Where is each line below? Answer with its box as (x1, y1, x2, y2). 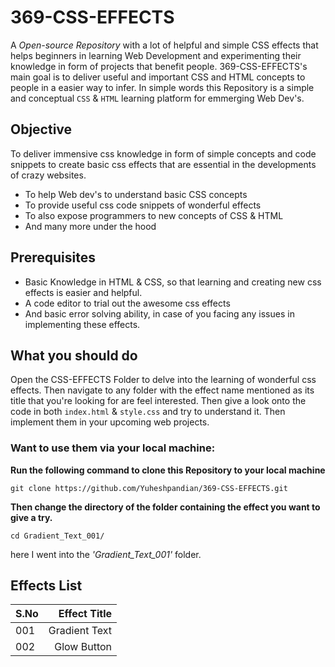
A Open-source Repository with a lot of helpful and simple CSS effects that (10, 39, 319, 51)
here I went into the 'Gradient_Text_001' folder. (10, 548, 202, 560)
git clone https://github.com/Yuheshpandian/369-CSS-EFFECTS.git (10, 483, 288, 493)
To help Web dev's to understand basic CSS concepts (24, 188, 248, 200)
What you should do (10, 347, 138, 364)
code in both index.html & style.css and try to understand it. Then (10, 406, 286, 418)
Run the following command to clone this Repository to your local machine (10, 464, 326, 476)
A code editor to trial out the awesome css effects (24, 297, 231, 309)
